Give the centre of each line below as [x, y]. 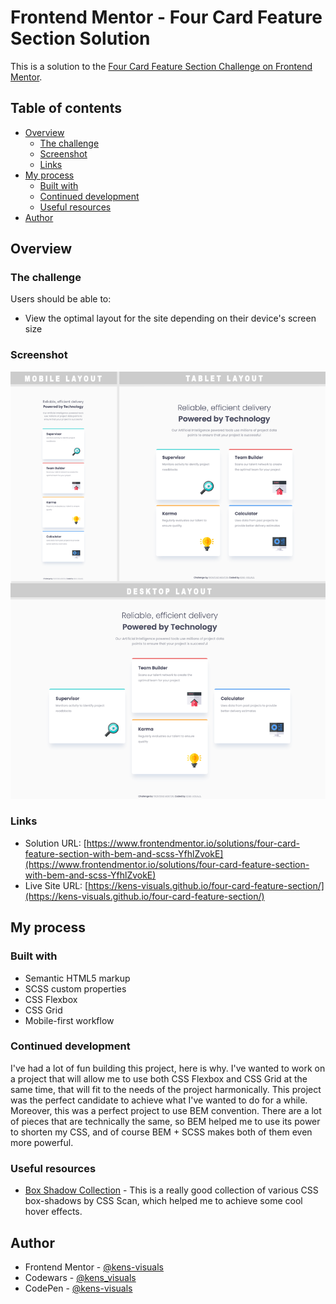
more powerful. [42, 1142]
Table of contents [66, 108]
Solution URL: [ [55, 843]
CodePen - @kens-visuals [78, 1288]
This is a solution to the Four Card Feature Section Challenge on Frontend [161, 66]
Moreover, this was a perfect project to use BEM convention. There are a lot [166, 1110]
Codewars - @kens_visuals [80, 1277]
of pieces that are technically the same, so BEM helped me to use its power [165, 1121]
